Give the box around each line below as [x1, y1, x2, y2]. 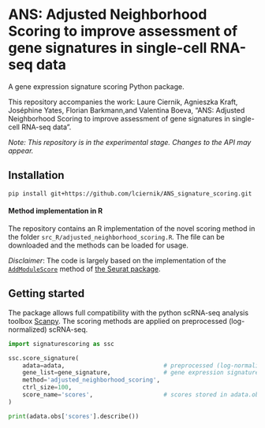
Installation [8, 169, 65, 182]
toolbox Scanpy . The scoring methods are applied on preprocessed [8, 316, 227, 326]
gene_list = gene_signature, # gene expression [22, 369, 224, 377]
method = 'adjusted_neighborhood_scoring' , [22, 376, 160, 384]
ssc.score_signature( [8, 354, 80, 362]
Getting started [8, 287, 85, 300]
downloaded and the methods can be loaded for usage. [8, 240, 189, 250]
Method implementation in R [8, 207, 103, 216]
